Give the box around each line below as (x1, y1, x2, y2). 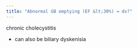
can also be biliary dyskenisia (14, 35, 86, 42)
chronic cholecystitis (6, 24, 56, 31)
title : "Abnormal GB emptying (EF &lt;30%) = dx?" (6, 8, 133, 14)
